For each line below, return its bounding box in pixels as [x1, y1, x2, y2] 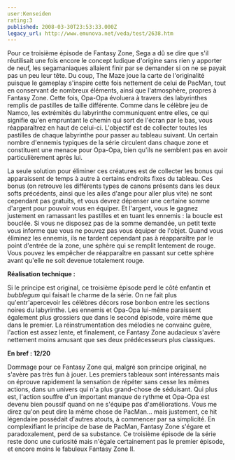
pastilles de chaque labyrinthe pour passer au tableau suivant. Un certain [7, 131, 218, 140]
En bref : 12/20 [7, 349, 51, 358]
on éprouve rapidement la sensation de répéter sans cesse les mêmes [7, 378, 210, 386]
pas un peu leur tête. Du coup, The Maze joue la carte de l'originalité [7, 72, 205, 80]
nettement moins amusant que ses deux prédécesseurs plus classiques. [7, 336, 215, 344]
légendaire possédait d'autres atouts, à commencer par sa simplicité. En [7, 415, 215, 424]
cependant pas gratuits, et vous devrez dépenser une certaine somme [7, 197, 210, 205]
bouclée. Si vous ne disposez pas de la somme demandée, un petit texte [7, 219, 217, 228]
